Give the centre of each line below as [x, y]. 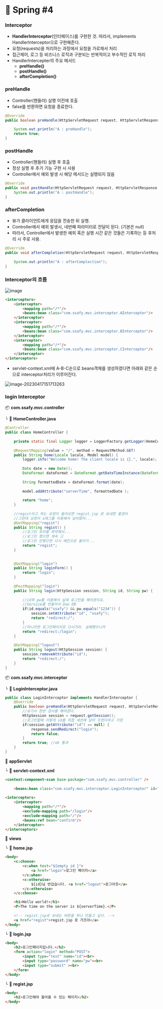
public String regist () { [40, 527]
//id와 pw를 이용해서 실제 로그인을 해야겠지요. [64, 600]
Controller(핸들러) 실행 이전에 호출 [45, 100]
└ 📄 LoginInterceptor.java [31, 689]
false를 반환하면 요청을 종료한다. [43, 106]
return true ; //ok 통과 [46, 743]
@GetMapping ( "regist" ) [37, 523]
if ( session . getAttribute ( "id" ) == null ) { [66, 725]
